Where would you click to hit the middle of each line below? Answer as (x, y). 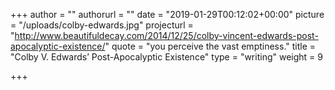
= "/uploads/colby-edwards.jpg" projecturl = (102, 25)
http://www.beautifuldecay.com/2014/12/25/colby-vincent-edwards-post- (166, 35)
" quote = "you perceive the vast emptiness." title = (210, 46)
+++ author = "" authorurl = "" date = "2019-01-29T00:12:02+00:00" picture (167, 14)
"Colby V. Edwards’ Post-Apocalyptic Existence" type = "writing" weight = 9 (166, 57)
